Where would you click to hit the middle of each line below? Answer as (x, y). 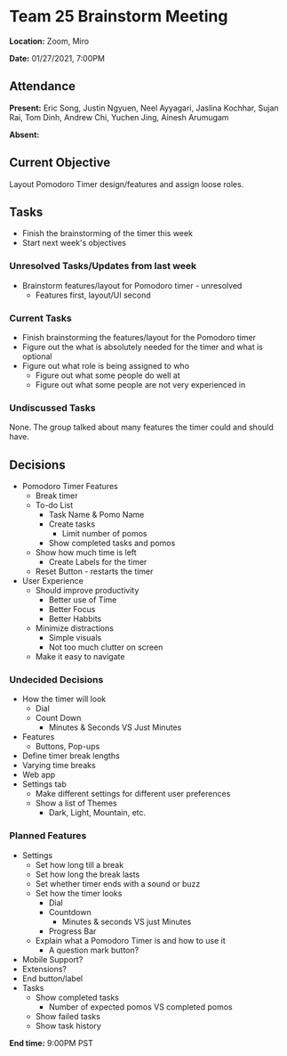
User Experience (53, 581)
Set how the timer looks (79, 893)
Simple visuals (75, 638)
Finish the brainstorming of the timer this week (108, 233)
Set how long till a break (80, 864)
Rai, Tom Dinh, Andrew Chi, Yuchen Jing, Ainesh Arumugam (119, 117)
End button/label (52, 978)
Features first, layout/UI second (93, 295)
